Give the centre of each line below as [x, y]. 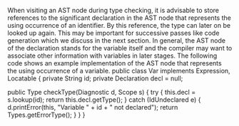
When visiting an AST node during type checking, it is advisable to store [113, 10]
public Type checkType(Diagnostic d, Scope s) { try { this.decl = [102, 92]
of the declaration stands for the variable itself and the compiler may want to [120, 48]
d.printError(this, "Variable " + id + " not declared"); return [93, 107]
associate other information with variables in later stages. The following [112, 56]
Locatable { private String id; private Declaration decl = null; [95, 78]
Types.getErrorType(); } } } [46, 115]
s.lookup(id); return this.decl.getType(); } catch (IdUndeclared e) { [104, 100]
